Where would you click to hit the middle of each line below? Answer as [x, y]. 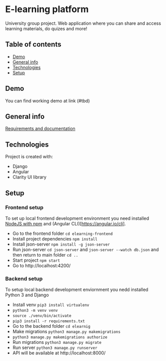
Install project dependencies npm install [55, 238]
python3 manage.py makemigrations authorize [60, 337]
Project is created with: [29, 157]
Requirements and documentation [40, 129]
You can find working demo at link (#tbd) [48, 101]
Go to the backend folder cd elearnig [51, 326]
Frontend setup [24, 207]
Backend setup [24, 278]
